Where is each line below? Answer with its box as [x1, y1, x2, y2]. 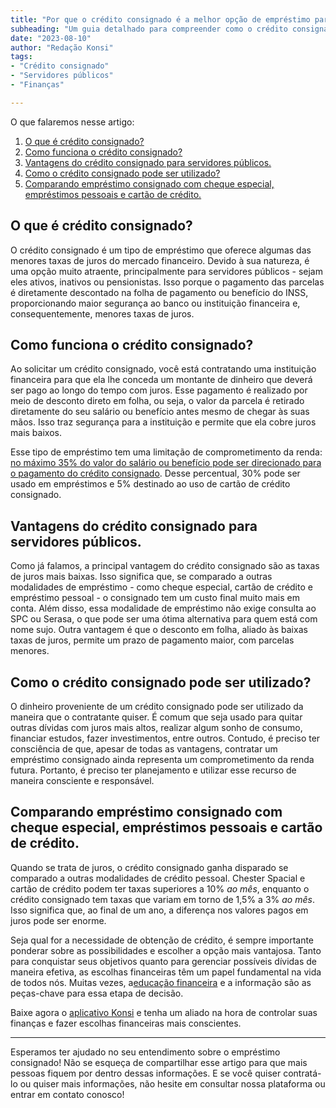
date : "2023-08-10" [10, 33, 92, 43]
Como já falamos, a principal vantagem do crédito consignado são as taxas [10, 560, 320, 572]
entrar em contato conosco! [10, 1088, 125, 1100]
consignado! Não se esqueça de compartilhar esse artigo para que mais [10, 1056, 308, 1068]
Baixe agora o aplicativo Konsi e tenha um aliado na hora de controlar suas [10, 1006, 318, 1018]
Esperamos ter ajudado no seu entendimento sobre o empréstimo [10, 1046, 281, 1058]
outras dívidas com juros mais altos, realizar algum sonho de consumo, [10, 722, 303, 733]
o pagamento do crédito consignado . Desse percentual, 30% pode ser [10, 467, 301, 480]
